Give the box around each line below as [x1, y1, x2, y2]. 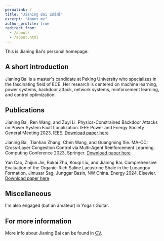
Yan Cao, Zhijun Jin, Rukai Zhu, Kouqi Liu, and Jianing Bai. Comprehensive [5, 159, 157, 165]
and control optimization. [5, 92, 56, 97]
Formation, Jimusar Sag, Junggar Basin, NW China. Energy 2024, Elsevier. [5, 170, 157, 176]
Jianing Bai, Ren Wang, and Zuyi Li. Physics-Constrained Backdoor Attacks [5, 119, 158, 125]
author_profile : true [5, 21, 50, 26]
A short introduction [5, 63, 69, 71]
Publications [5, 106, 45, 114]
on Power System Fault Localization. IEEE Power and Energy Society [5, 124, 144, 130]
